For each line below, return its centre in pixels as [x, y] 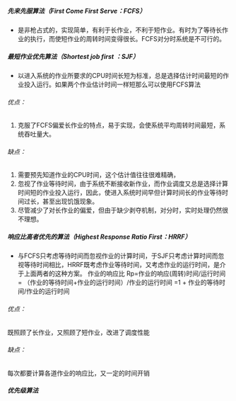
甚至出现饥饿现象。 [70, 201]
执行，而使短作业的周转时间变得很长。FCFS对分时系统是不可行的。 [128, 38]
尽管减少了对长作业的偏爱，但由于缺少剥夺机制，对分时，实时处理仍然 [120, 210]
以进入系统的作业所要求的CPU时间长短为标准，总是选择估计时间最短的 [120, 75]
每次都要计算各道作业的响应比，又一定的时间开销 [78, 373]
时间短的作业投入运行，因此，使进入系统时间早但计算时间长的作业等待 [120, 193]
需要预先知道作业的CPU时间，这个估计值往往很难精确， [99, 175]
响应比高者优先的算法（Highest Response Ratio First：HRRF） [99, 237]
